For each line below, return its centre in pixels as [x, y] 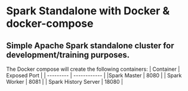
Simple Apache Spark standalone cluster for [90, 45]
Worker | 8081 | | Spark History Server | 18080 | [65, 82]
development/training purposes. [68, 55]
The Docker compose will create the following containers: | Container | [93, 69]
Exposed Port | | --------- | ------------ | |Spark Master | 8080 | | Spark [94, 75]
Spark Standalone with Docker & [88, 11]
